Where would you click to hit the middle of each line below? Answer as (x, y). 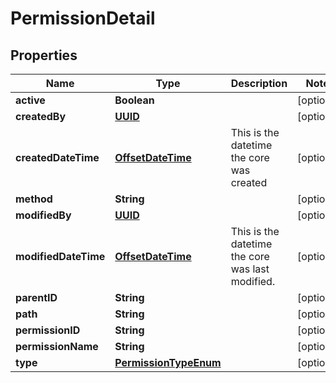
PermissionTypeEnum (168, 362)
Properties (44, 55)
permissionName (57, 346)
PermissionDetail (83, 18)
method (34, 199)
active (30, 100)
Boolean (134, 100)
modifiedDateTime (60, 256)
